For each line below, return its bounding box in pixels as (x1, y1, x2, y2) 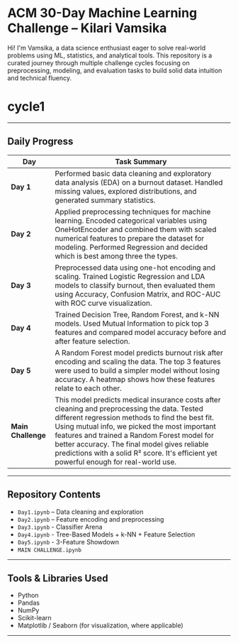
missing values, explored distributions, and (55, 186, 197, 196)
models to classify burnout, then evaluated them (55, 280, 215, 290)
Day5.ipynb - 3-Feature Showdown (17, 537, 119, 546)
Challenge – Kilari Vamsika (7, 20, 167, 36)
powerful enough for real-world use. (55, 456, 177, 466)
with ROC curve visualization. (55, 298, 152, 308)
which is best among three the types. (55, 251, 178, 260)
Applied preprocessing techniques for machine (55, 207, 211, 216)
